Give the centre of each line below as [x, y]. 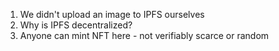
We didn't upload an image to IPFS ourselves [112, 14]
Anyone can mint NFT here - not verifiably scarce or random [144, 35]
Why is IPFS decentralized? [76, 25]
